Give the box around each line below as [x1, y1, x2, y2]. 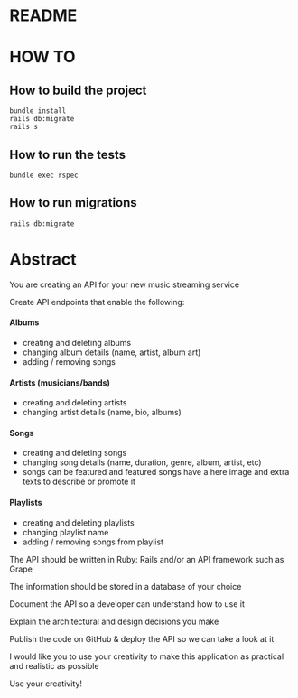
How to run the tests [9, 146, 126, 163]
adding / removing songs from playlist [22, 536, 164, 547]
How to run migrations [9, 195, 137, 210]
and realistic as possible [9, 660, 99, 671]
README [9, 5, 78, 26]
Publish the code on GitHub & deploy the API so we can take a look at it [9, 633, 275, 644]
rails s [9, 123, 39, 132]
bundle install [9, 107, 67, 116]
